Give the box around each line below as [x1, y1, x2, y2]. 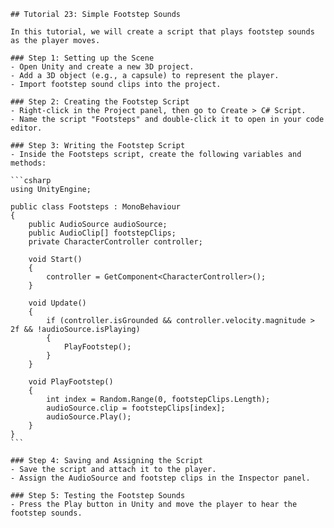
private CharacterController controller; [28, 237, 203, 247]
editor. [10, 123, 43, 133]
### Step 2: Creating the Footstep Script [10, 97, 190, 107]
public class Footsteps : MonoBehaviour [10, 202, 182, 212]
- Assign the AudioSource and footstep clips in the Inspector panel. [10, 473, 311, 483]
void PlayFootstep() [28, 377, 114, 387]
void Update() [28, 298, 87, 308]
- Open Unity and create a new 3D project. [10, 62, 195, 72]
